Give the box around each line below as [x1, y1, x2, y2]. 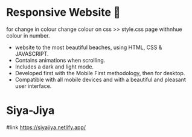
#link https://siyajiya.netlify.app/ [6, 124, 86, 131]
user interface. [14, 82, 52, 90]
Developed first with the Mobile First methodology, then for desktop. [14, 69, 185, 76]
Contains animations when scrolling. [14, 56, 106, 64]
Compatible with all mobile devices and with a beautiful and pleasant [14, 76, 186, 83]
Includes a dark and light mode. [14, 63, 94, 70]
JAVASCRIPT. [14, 50, 50, 57]
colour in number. [6, 32, 50, 39]
